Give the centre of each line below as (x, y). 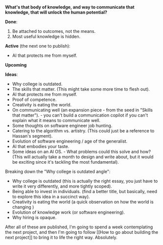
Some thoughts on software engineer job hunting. (62, 125)
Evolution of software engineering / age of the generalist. (70, 141)
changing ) (23, 207)
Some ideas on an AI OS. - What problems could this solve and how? (81, 152)
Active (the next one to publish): (38, 46)
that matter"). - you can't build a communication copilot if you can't (80, 115)
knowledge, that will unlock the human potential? (56, 12)
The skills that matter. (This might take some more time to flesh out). (81, 89)
